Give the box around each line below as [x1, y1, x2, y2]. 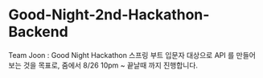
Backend [8, 23, 68, 41]
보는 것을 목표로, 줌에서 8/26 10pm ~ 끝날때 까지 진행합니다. [8, 60, 199, 70]
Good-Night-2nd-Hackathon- [8, 6, 210, 24]
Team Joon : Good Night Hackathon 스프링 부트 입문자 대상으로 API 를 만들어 [8, 50, 256, 60]
